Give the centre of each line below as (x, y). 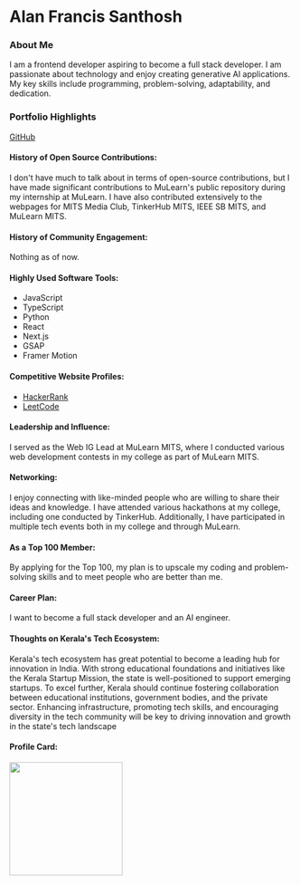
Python (36, 317)
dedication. (30, 93)
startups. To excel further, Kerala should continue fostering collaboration (144, 688)
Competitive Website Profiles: (67, 376)
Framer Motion (50, 356)
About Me (32, 45)
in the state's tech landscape (63, 726)
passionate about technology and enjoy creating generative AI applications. (150, 74)
